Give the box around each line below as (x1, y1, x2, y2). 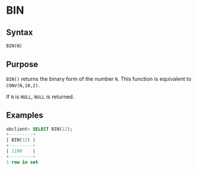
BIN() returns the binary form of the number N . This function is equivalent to (6, 75, 192, 82)
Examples (6, 111, 43, 121)
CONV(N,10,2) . (6, 81, 40, 89)
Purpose (6, 59, 39, 70)
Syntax (6, 27, 33, 37)
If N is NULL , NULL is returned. (6, 93, 75, 100)
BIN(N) (6, 43, 23, 49)
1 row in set (6, 159, 39, 165)
